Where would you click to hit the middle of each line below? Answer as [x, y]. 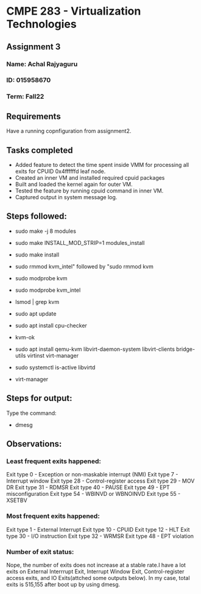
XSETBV [17, 500]
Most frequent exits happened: [53, 516]
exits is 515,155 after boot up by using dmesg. [63, 584]
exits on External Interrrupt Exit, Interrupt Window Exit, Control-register [95, 571]
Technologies [42, 24]
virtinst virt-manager [53, 355]
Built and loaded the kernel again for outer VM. [74, 184]
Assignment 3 [33, 47]
